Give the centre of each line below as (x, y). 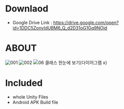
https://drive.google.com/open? (86, 22)
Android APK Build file (35, 102)
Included (24, 83)
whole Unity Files (30, 97)
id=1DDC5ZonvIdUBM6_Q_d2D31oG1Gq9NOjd (60, 27)
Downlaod (27, 9)
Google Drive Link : (32, 22)
